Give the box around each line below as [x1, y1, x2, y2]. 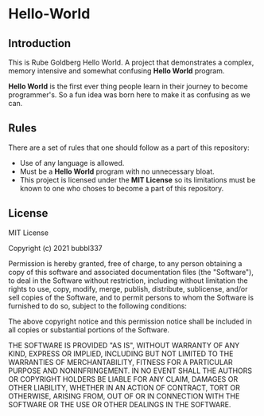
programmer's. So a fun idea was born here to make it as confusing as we [8, 90, 250, 100]
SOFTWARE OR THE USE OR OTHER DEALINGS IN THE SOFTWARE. [8, 399, 231, 409]
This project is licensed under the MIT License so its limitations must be [19, 175, 256, 184]
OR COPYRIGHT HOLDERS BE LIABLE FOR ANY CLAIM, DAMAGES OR [8, 374, 239, 383]
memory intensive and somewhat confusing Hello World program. [8, 66, 225, 76]
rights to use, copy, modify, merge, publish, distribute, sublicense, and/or [8, 284, 248, 293]
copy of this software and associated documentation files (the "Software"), [8, 267, 254, 277]
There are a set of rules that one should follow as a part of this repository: [8, 143, 250, 152]
